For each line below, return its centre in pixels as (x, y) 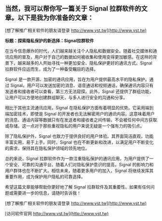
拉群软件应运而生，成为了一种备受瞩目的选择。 (51, 69)
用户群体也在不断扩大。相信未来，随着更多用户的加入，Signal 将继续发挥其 (79, 170)
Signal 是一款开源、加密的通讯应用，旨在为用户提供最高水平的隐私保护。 (77, 79)
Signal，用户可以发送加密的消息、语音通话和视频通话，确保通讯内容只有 (82, 85)
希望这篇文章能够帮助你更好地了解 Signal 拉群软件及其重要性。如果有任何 (78, 187)
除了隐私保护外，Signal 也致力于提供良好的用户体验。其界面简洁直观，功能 (79, 136)
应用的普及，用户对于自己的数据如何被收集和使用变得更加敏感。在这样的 (81, 57)
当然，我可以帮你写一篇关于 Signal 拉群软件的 (73, 9)
